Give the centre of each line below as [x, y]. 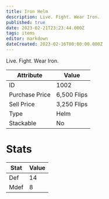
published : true [26, 22]
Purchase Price [30, 94]
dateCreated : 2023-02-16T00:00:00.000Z [54, 44]
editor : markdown [27, 39]
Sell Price [22, 104]
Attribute [30, 75]
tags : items [20, 33]
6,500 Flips [72, 94]
